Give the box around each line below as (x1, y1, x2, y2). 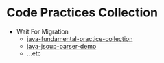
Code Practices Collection (6, 5, 159, 21)
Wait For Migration (16, 27, 69, 36)
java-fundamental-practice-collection (26, 34, 133, 42)
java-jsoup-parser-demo (26, 42, 97, 50)
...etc (26, 49, 42, 58)
